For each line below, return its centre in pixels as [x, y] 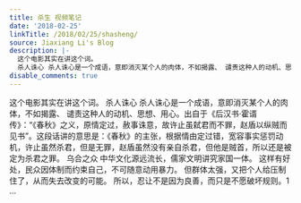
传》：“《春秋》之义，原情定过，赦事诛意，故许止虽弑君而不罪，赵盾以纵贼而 [149, 124]
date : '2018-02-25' [46, 26]
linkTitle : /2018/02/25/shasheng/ [74, 34]
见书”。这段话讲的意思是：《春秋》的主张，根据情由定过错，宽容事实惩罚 [142, 136]
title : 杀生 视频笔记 [46, 17]
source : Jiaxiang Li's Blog [62, 42]
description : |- [39, 51]
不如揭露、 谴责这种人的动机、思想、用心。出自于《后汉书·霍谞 [141, 114]
